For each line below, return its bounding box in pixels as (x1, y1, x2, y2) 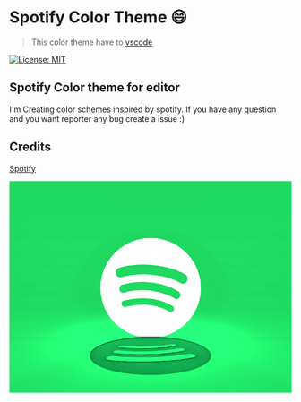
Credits (9, 140, 52, 155)
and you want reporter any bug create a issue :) (9, 113, 185, 124)
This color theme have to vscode (30, 37, 153, 47)
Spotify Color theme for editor (9, 80, 181, 96)
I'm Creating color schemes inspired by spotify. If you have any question (9, 104, 277, 115)
